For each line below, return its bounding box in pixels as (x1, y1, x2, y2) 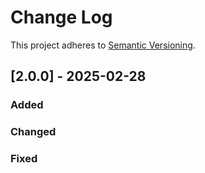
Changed (10, 125, 57, 139)
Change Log (10, 6, 113, 29)
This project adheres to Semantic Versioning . (10, 39, 196, 51)
